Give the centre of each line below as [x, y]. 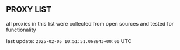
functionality [21, 30]
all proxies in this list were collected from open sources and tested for [90, 23]
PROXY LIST [29, 10]
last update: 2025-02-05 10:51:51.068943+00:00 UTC [69, 41]
